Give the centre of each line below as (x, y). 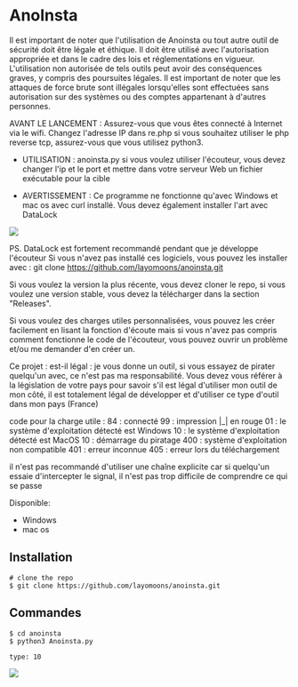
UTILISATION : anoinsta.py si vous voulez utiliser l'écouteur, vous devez (154, 159)
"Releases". (30, 303)
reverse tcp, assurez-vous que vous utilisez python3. (106, 142)
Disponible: (30, 502)
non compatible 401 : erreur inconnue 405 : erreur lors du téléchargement (145, 449)
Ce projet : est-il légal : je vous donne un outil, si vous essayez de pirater (142, 366)
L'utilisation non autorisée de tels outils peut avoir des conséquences (136, 68)
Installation (41, 558)
